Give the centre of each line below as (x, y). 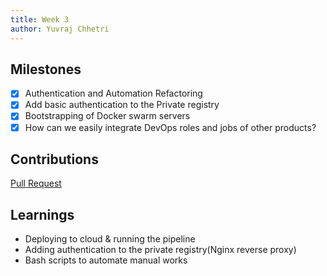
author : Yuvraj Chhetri (60, 29)
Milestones (46, 69)
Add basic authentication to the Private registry (122, 105)
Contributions (54, 159)
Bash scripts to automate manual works (106, 260)
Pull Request (36, 183)
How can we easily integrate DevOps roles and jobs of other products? (170, 127)
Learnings (42, 214)
